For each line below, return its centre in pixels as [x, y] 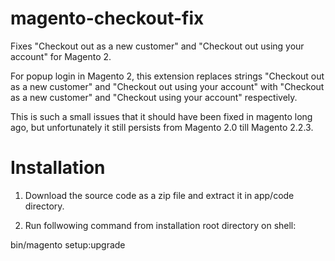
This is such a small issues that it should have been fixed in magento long [161, 116]
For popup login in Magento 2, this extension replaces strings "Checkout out [167, 76]
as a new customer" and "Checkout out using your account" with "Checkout [167, 86]
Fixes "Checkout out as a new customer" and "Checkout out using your [157, 46]
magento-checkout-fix [107, 18]
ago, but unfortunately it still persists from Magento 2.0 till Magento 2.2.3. [162, 127]
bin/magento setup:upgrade [68, 244]
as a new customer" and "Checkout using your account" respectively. [154, 97]
